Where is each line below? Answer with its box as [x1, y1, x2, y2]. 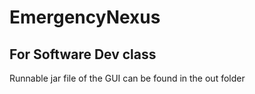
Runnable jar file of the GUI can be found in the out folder [9, 72, 246, 84]
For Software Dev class [9, 46, 157, 63]
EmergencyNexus [9, 6, 161, 29]
